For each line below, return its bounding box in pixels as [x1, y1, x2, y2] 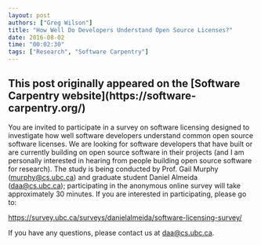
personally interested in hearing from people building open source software [8, 155, 252, 165]
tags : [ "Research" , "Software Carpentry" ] [8, 48, 149, 56]
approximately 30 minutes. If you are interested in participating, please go [8, 189, 247, 199]
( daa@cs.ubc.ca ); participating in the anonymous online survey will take [8, 181, 241, 190]
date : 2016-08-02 [8, 33, 65, 42]
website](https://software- [61, 90, 197, 103]
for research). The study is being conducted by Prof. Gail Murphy [8, 164, 219, 174]
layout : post [8, 11, 51, 20]
